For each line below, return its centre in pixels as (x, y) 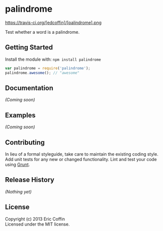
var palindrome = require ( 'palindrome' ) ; (48, 68)
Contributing (25, 142)
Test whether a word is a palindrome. (42, 32)
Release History (30, 180)
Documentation (29, 88)
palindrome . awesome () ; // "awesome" (42, 73)
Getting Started (29, 47)
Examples (20, 115)
